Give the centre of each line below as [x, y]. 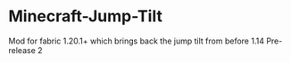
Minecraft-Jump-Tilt [85, 16]
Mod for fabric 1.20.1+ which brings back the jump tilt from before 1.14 [137, 41]
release [22, 50]
